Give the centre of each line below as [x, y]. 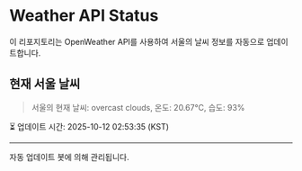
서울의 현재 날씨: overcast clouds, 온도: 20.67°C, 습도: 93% [138, 107]
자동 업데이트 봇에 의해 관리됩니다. [69, 157]
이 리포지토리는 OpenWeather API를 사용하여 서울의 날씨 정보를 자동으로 [137, 41]
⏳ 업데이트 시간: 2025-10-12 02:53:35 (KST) [89, 126]
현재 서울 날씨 [45, 84]
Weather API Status [84, 16]
